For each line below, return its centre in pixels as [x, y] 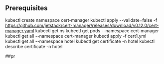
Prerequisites [26, 8]
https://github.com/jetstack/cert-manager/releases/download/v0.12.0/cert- [82, 25]
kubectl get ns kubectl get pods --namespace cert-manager [97, 31]
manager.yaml [20, 31]
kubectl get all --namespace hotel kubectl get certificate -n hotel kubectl [80, 41]
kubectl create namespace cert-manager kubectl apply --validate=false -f [81, 20]
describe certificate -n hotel [34, 46]
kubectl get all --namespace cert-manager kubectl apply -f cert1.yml [76, 36]
